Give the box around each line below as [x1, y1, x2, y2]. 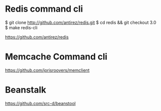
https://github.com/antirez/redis [5, 34, 69, 40]
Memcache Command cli [5, 51, 108, 62]
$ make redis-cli [5, 24, 38, 30]
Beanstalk [5, 84, 47, 95]
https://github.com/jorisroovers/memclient [5, 67, 90, 73]
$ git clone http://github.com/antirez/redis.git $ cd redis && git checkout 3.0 [5, 19, 157, 25]
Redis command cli [5, 3, 83, 15]
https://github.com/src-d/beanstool [5, 100, 76, 106]
